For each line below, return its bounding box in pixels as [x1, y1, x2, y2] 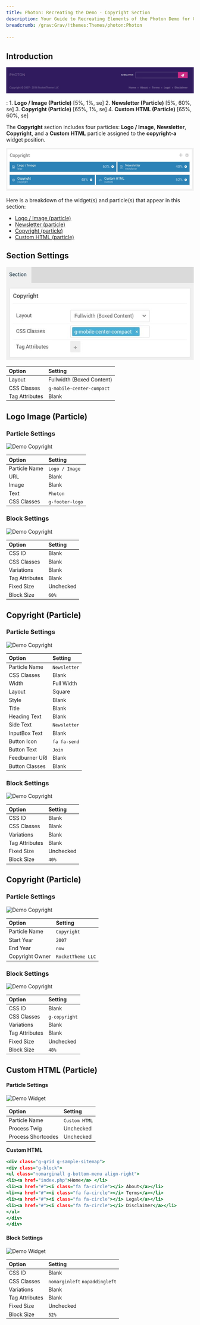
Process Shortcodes [8, 1133, 59, 1141]
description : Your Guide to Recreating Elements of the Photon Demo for [6, 15, 190, 22]
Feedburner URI [8, 754, 48, 762]
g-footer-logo [48, 499, 83, 505]
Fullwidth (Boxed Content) [48, 376, 112, 383]
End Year [8, 944, 31, 951]
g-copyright [48, 1014, 79, 1020]
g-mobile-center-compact [48, 386, 110, 391]
